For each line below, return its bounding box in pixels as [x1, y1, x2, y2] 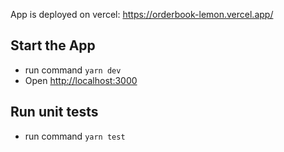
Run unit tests [10, 104, 99, 121]
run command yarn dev [24, 64, 122, 76]
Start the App [10, 37, 96, 54]
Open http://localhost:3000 [24, 74, 138, 86]
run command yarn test [24, 130, 126, 142]
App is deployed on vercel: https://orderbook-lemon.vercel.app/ [10, 9, 274, 20]
